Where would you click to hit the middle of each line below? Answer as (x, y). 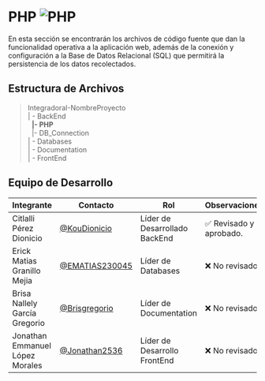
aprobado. (224, 233)
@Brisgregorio (86, 308)
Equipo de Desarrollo (61, 183)
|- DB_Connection (60, 133)
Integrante (32, 205)
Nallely (25, 303)
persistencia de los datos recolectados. (72, 64)
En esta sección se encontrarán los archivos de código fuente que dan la (127, 39)
